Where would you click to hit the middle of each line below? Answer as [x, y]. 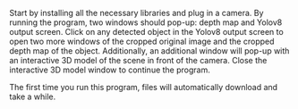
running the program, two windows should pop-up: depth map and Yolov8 [146, 22]
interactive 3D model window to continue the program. [110, 70]
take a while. [33, 96]
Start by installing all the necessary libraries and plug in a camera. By [136, 13]
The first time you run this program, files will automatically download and [144, 87]
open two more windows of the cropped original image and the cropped [142, 41]
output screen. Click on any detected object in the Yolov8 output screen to [146, 32]
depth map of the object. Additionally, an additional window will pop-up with [149, 51]
